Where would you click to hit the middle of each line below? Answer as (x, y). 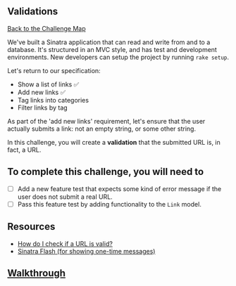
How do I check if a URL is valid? (65, 243)
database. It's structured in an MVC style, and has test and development (112, 49)
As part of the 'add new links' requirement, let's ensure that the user (106, 121)
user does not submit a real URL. (65, 197)
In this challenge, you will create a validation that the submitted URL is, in (114, 142)
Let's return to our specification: (54, 70)
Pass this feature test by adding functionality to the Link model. (110, 204)
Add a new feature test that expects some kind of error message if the (119, 188)
